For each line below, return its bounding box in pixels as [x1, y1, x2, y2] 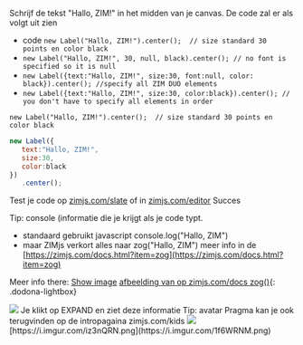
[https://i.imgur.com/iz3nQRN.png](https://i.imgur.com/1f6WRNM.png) [9, 325, 271, 336]
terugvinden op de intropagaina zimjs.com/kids [9, 316, 185, 327]
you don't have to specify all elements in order [22, 97, 214, 106]
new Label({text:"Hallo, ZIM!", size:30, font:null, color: [22, 72, 254, 81]
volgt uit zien [9, 17, 58, 28]
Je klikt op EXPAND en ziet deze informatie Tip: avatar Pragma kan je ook [20, 305, 295, 316]
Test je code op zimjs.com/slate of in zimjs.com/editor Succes [9, 195, 241, 206]
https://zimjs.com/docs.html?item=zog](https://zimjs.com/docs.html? [25, 249, 284, 261]
